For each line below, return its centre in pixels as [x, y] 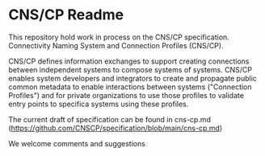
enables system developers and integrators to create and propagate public [132, 78]
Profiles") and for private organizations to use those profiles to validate [126, 95]
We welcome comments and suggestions [77, 143]
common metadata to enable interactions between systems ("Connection [130, 87]
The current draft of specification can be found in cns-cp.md [110, 119]
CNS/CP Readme [66, 15]
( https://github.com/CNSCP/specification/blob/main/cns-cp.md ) [116, 128]
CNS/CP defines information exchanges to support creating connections [129, 61]
